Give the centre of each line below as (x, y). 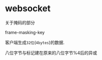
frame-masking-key (25, 32)
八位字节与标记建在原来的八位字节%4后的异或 (51, 53)
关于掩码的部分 (20, 22)
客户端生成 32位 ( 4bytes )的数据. (35, 42)
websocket (28, 9)
